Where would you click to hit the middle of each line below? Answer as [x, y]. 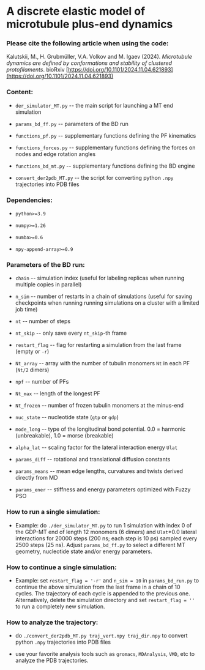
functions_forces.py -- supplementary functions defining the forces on [105, 147]
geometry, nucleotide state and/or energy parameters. [84, 551]
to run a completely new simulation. [60, 606]
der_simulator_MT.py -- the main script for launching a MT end [94, 105]
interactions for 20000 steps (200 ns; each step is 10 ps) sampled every [106, 538]
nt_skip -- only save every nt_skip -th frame [71, 333]
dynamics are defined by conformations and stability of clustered [89, 63]
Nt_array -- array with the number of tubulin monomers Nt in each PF [102, 363]
